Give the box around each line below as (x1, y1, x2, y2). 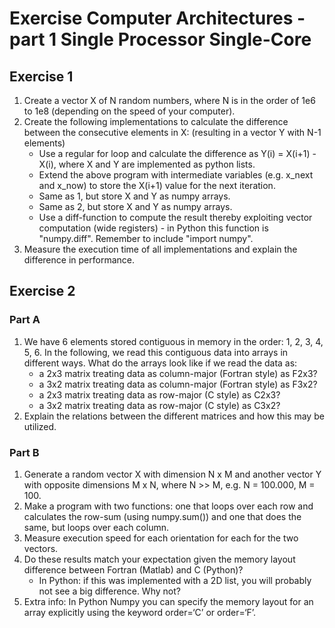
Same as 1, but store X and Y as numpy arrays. (38, 190, 231, 202)
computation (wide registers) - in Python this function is (38, 222, 269, 234)
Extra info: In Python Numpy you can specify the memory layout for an (23, 595, 314, 607)
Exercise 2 (9, 283, 76, 300)
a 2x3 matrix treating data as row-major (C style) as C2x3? (38, 388, 281, 401)
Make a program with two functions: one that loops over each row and (23, 500, 314, 512)
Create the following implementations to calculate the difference (23, 116, 289, 127)
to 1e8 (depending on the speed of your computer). (23, 105, 236, 117)
